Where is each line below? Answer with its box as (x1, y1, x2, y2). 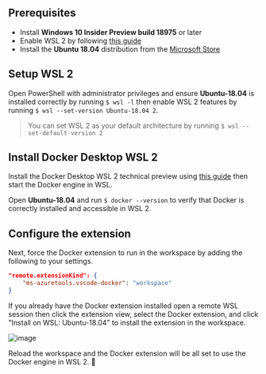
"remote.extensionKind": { (8, 272, 98, 280)
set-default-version (27, 129, 96, 137)
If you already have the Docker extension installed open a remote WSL (8, 301, 239, 310)
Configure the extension (8, 226, 131, 241)
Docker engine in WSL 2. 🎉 (8, 357, 96, 366)
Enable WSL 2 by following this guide (19, 36, 141, 45)
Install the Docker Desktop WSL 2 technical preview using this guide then (8, 172, 249, 181)
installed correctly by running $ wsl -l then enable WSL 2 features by (8, 97, 237, 106)
